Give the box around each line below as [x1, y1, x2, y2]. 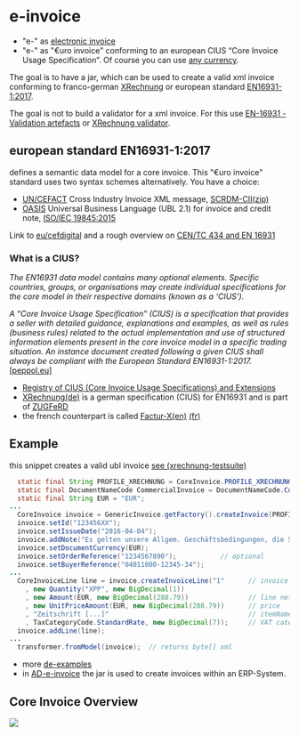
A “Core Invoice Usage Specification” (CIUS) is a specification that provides [9, 309, 289, 319]
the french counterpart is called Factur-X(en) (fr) [21, 411, 201, 422]
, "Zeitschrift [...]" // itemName [25, 610, 293, 619]
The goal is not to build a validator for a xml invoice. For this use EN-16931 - [9, 108, 287, 118]
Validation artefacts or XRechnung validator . [9, 117, 171, 128]
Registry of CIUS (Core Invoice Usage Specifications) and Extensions [21, 383, 276, 393]
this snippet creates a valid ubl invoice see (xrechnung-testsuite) [9, 460, 247, 471]
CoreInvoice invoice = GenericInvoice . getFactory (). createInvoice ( [17, 510, 273, 520]
